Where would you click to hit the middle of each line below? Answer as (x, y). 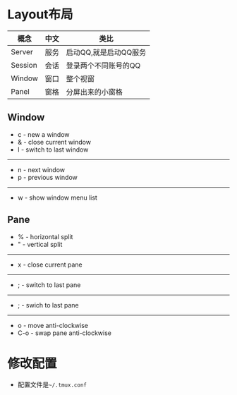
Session (24, 65)
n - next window (41, 169)
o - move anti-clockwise (53, 325)
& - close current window (54, 142)
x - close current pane (50, 265)
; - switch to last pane (49, 285)
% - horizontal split (45, 236)
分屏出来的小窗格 (95, 92)
